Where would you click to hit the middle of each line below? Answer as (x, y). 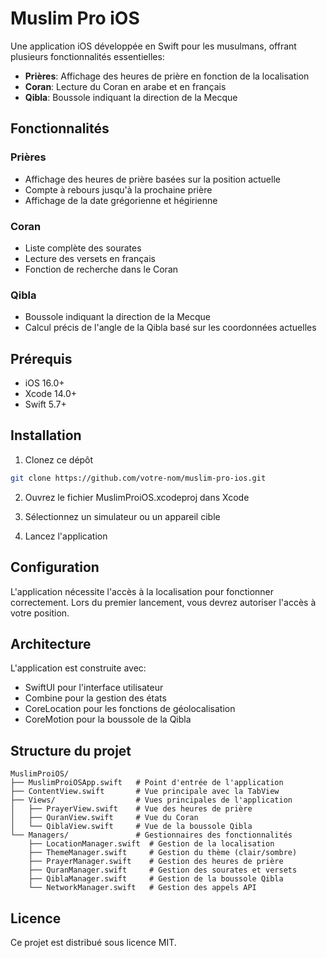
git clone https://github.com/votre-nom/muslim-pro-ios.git (138, 478)
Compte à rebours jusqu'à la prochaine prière (118, 189)
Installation (46, 435)
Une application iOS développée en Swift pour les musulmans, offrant (153, 46)
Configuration (55, 567)
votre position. (40, 613)
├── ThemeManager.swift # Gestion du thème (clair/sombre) (163, 853)
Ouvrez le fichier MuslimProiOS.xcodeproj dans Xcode (137, 497)
